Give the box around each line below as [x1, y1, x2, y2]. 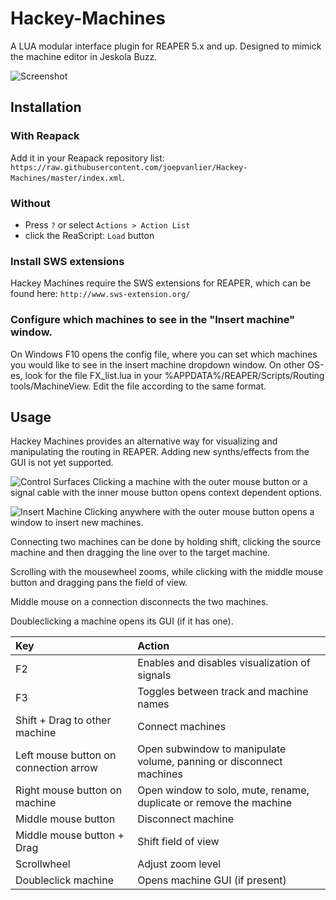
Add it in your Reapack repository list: [10, 152, 165, 164]
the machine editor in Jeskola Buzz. [10, 50, 158, 62]
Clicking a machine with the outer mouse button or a [92, 476, 308, 488]
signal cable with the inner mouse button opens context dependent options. [10, 487, 323, 499]
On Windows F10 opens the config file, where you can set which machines [10, 348, 318, 360]
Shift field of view [137, 835, 220, 849]
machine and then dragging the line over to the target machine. [10, 547, 271, 559]
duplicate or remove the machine [137, 796, 293, 810]
